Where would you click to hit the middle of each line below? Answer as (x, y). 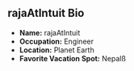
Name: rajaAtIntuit (50, 32)
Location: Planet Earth (57, 50)
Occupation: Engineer (57, 41)
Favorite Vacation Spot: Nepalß (73, 58)
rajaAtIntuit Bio (46, 13)
